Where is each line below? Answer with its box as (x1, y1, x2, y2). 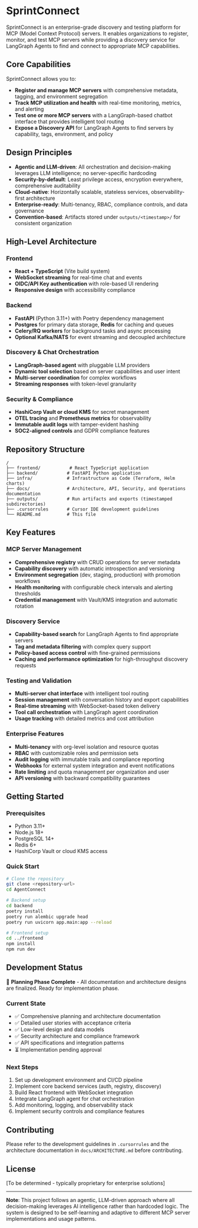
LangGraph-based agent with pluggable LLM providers (14, 361, 150, 368)
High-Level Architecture (6, 236, 97, 246)
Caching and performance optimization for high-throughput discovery (14, 656, 189, 663)
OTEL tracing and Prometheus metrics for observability (14, 414, 151, 422)
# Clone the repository (6, 875, 65, 882)
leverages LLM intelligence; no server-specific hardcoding (14, 169, 157, 176)
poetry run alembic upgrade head (6, 914, 88, 920)
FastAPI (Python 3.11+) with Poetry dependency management (14, 314, 164, 322)
